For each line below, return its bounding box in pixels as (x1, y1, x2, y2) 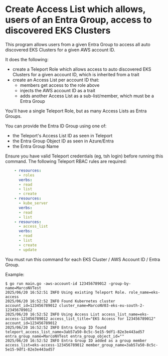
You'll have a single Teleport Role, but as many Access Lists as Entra (5, 108, 147, 114)
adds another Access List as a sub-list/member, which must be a (20, 93, 154, 99)
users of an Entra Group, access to (5, 14, 152, 26)
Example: (5, 271, 25, 277)
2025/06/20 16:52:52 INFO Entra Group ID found (5, 325, 107, 330)
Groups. (5, 113, 22, 119)
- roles (18, 172, 35, 177)
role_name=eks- (128, 290, 160, 295)
